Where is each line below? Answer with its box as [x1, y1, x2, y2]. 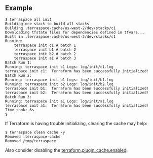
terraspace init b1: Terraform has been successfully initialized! [5, 86, 149, 91]
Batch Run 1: [5, 60, 32, 65]
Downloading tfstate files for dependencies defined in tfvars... [5, 30, 145, 35]
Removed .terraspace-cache [5, 134, 61, 139]
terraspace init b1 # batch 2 [14, 47, 76, 52]
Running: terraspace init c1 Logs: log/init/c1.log [5, 64, 114, 69]
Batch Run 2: [5, 73, 32, 78]
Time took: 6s [5, 107, 35, 112]
